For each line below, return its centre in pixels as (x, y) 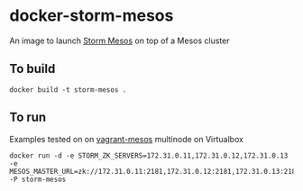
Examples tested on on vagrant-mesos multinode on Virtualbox (126, 139)
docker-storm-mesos (92, 16)
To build (32, 69)
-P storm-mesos (38, 179)
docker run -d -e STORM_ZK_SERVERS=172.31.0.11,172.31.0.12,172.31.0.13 (149, 155)
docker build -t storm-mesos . (68, 90)
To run (28, 118)
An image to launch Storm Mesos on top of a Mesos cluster (119, 41)
